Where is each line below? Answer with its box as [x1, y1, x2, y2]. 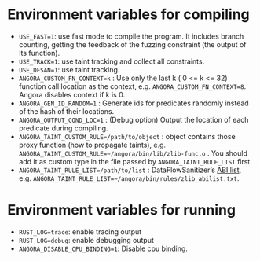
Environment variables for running [7, 201, 236, 219]
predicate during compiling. [18, 123, 108, 133]
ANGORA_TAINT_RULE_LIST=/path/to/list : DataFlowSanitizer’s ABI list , [18, 165, 242, 175]
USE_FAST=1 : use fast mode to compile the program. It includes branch [18, 31, 244, 41]
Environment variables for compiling [7, 6, 251, 24]
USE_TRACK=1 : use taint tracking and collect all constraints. [18, 57, 205, 66]
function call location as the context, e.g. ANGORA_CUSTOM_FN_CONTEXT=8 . [18, 81, 247, 91]
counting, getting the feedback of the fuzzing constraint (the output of [18, 39, 247, 49]
